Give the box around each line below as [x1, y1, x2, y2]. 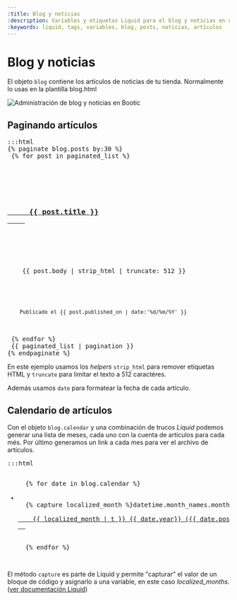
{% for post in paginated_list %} [11, 152, 130, 160]
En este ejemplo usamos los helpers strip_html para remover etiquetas [7, 362, 215, 371]
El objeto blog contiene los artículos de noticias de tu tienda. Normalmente [7, 77, 224, 86]
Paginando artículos [7, 119, 98, 131]
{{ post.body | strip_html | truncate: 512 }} [22, 267, 186, 275]
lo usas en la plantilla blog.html [7, 85, 97, 93]
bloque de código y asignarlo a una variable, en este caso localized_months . [7, 577, 230, 586]
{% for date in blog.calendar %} [25, 480, 141, 488]
